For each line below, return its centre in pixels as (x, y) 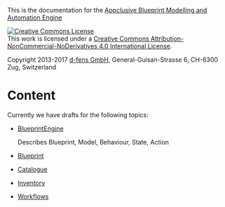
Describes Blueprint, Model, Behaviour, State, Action (93, 142)
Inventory (31, 182)
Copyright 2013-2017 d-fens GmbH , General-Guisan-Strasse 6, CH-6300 (113, 60)
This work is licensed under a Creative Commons (78, 39)
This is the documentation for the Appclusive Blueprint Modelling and (107, 10)
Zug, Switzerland (32, 67)
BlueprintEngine (41, 128)
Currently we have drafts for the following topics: (78, 114)
